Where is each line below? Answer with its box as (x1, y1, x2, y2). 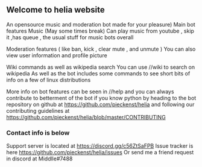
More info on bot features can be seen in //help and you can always (6, 87, 174, 95)
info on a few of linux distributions (6, 76, 91, 83)
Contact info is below (6, 128, 70, 137)
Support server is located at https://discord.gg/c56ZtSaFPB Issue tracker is (6, 142, 194, 150)
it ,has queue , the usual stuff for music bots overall (6, 33, 134, 41)
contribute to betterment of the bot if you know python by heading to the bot (6, 94, 197, 101)
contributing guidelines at (6, 107, 70, 114)
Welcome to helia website (6, 5, 106, 15)
